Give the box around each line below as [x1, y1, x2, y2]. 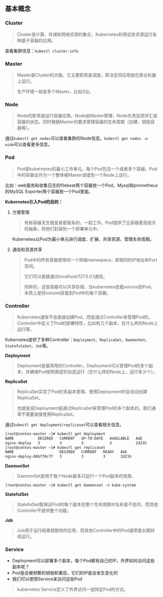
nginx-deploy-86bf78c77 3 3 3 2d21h [5, 454, 132, 459]
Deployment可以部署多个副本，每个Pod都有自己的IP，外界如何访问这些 [12, 558, 155, 564]
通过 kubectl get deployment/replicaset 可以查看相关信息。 [5, 421, 124, 427]
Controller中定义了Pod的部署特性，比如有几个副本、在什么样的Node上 [17, 320, 158, 326]
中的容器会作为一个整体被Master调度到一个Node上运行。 [17, 172, 132, 177]
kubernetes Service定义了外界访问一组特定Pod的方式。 [17, 586, 128, 593]
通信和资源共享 [12, 246, 42, 252]
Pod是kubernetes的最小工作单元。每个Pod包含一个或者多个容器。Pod [17, 166, 157, 172]
